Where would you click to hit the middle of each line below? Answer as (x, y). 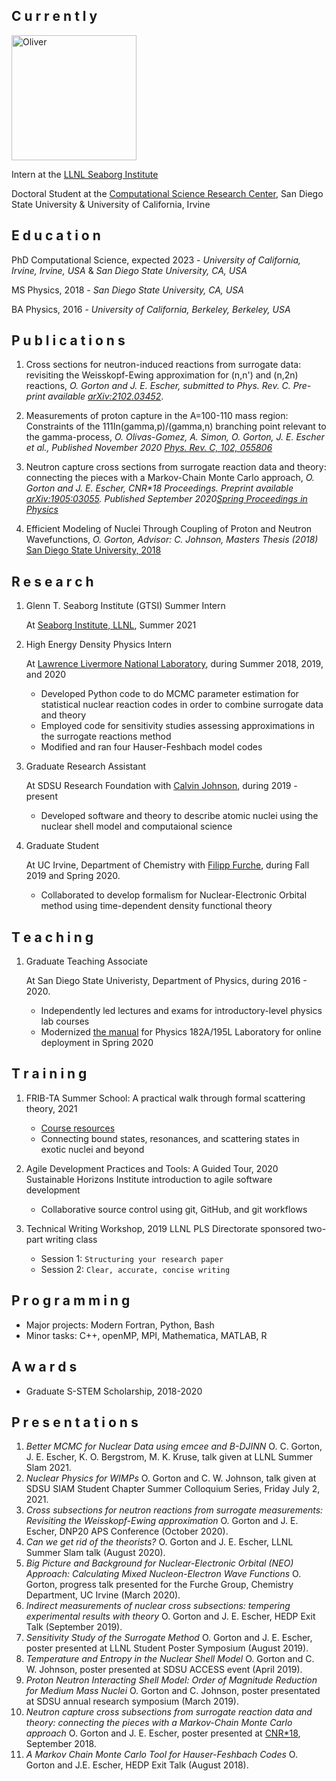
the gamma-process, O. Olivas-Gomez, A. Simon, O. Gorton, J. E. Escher (175, 437)
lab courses (65, 1021)
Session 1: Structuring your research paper (132, 1258)
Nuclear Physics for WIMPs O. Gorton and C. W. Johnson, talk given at (171, 1478)
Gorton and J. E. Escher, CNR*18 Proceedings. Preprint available (159, 488)
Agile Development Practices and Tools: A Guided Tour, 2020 (152, 1168)
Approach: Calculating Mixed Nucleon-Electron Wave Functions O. (163, 1574)
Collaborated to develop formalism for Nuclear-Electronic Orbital (174, 895)
